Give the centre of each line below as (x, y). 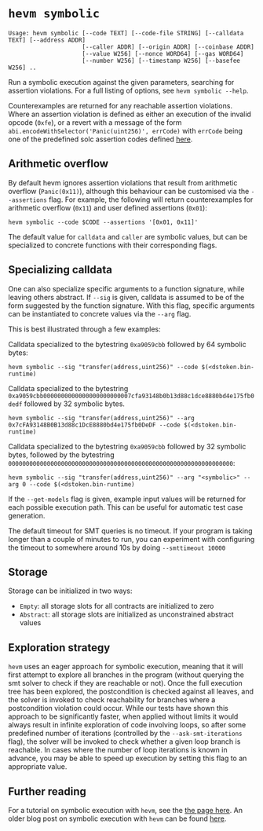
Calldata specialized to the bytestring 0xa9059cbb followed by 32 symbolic (127, 446)
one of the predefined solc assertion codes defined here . (100, 139)
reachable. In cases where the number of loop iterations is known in (118, 750)
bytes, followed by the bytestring (61, 455)
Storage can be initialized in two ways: (70, 591)
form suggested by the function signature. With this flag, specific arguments (131, 306)
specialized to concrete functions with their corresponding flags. (113, 245)
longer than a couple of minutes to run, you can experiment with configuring (131, 539)
